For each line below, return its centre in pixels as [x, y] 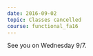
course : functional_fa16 [43, 26]
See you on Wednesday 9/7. [47, 46]
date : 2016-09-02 [32, 13]
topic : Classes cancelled [44, 20]
